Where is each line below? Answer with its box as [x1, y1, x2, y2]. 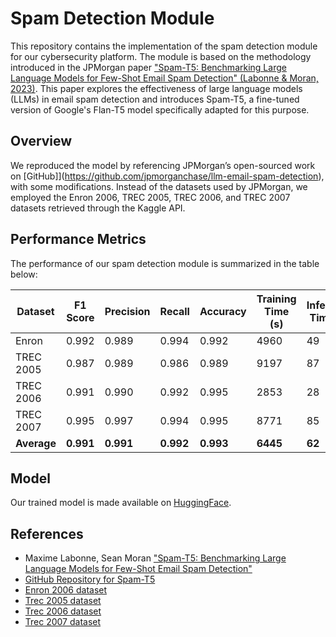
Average [15, 436, 57, 450]
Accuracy [199, 304, 247, 318]
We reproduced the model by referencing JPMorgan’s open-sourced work [10, 159, 316, 171]
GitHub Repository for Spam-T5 [24, 573, 156, 586]
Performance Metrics [10, 231, 147, 248]
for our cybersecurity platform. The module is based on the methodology [10, 50, 312, 62]
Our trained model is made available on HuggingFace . [10, 497, 232, 509]
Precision [104, 304, 151, 318]
